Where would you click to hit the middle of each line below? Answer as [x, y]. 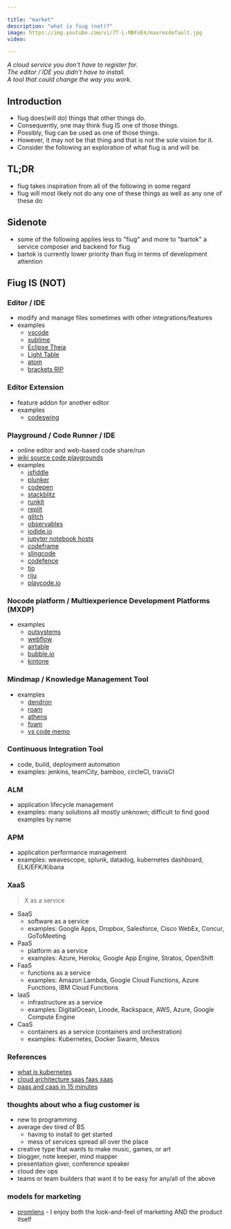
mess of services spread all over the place [88, 1142]
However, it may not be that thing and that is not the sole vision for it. [115, 140]
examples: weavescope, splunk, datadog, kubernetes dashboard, [110, 860]
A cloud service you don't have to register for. [73, 65]
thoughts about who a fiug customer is [74, 1104]
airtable [38, 647]
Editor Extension [36, 387]
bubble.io [41, 654]
